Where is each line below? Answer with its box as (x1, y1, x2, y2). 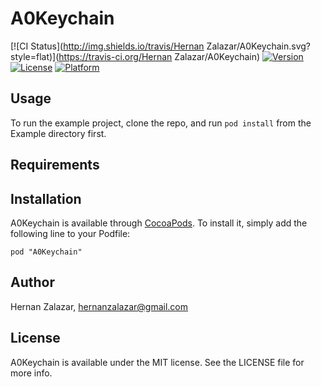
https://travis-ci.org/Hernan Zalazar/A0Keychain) (58, 50, 261, 62)
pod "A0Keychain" (10, 247, 83, 257)
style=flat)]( (10, 50, 60, 62)
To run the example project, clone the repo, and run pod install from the (10, 117, 312, 129)
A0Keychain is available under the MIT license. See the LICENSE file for (10, 356, 305, 368)
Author (10, 274, 55, 291)
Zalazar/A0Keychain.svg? (206, 40, 311, 52)
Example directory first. (10, 127, 107, 139)
